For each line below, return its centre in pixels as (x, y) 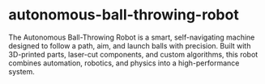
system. (21, 71)
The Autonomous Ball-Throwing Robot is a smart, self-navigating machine (132, 37)
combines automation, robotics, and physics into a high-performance (124, 63)
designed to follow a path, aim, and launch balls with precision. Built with (130, 45)
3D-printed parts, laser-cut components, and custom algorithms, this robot (133, 54)
